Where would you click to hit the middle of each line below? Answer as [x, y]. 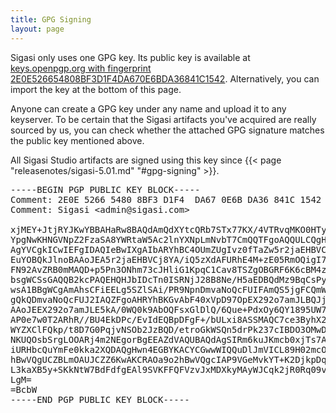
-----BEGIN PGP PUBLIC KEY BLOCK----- [105, 189]
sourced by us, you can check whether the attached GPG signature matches [167, 130]
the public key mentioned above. [77, 140]
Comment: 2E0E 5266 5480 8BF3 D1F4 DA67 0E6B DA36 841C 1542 [166, 199]
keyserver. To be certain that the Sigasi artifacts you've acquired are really [163, 119]
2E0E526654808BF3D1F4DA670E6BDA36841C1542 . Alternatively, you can [165, 78]
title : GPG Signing [51, 19]
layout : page [37, 29]
